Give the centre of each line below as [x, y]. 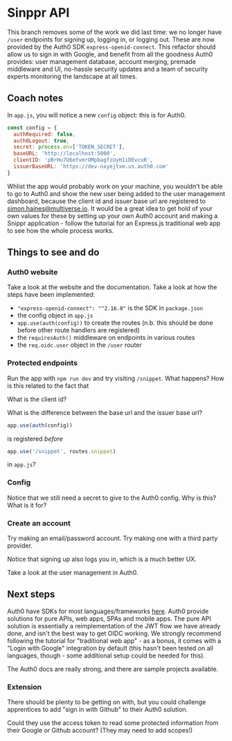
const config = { [32, 128]
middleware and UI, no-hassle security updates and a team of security [108, 69]
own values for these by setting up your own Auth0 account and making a [113, 215]
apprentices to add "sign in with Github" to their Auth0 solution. [98, 710]
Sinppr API [38, 13]
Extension [25, 687]
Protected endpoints [43, 363]
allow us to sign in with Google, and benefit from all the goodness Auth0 [110, 54]
